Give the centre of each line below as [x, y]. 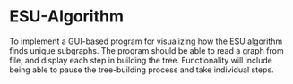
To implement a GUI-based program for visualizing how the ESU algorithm [146, 41]
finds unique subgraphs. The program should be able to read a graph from [146, 50]
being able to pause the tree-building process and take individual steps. [142, 70]
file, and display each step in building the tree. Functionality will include [141, 60]
